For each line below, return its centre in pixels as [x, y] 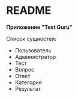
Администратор [35, 57]
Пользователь [33, 50]
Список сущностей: [31, 38]
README [29, 11]
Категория [28, 82]
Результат [28, 88]
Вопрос [25, 69]
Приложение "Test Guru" [39, 27]
